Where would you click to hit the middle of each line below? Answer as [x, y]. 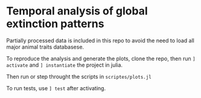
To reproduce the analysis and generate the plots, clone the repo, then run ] [101, 58]
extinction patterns [55, 24]
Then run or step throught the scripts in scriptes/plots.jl [79, 76]
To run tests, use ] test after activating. [56, 88]
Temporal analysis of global [77, 11]
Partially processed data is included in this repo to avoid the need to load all [100, 40]
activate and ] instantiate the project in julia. [64, 65]
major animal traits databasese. [45, 47]
